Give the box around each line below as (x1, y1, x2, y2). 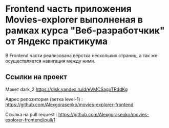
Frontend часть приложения (5, 3, 132, 15)
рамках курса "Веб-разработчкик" (5, 25, 165, 36)
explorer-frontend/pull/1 (5, 117, 55, 123)
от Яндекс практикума (5, 36, 108, 47)
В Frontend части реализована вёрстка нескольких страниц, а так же (5, 52, 158, 59)
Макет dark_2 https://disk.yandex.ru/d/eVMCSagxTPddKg (5, 86, 128, 92)
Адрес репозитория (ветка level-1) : (5, 96, 83, 102)
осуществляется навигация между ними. (5, 58, 96, 64)
